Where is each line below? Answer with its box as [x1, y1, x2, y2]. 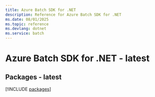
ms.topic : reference [5, 21, 49, 27]
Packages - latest [5, 73, 62, 81]
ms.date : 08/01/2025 [5, 17, 49, 22]
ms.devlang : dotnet [5, 26, 47, 31]
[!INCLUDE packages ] [5, 86, 51, 92]
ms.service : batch [5, 31, 44, 36]
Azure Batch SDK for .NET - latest [5, 53, 150, 64]
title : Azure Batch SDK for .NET [5, 7, 76, 13]
